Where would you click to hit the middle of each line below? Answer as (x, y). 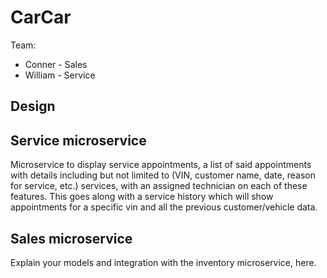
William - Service (60, 75)
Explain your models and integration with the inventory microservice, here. (163, 262)
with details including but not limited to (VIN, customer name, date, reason (163, 175)
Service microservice (78, 140)
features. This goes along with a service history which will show (142, 197)
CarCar (41, 17)
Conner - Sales (56, 64)
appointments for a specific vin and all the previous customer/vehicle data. (164, 207)
